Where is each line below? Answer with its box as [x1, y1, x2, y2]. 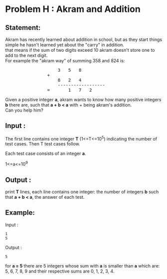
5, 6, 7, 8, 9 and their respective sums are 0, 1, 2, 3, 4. [5, 268, 115, 274]
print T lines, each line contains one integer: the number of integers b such [5, 188, 159, 195]
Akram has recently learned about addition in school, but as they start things [5, 36, 163, 42]
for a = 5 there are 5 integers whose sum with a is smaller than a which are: [5, 263, 160, 269]
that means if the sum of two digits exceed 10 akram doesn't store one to [5, 47, 155, 53]
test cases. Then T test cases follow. [5, 141, 81, 147]
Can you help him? [5, 107, 43, 113]
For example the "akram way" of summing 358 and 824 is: [5, 58, 125, 63]
